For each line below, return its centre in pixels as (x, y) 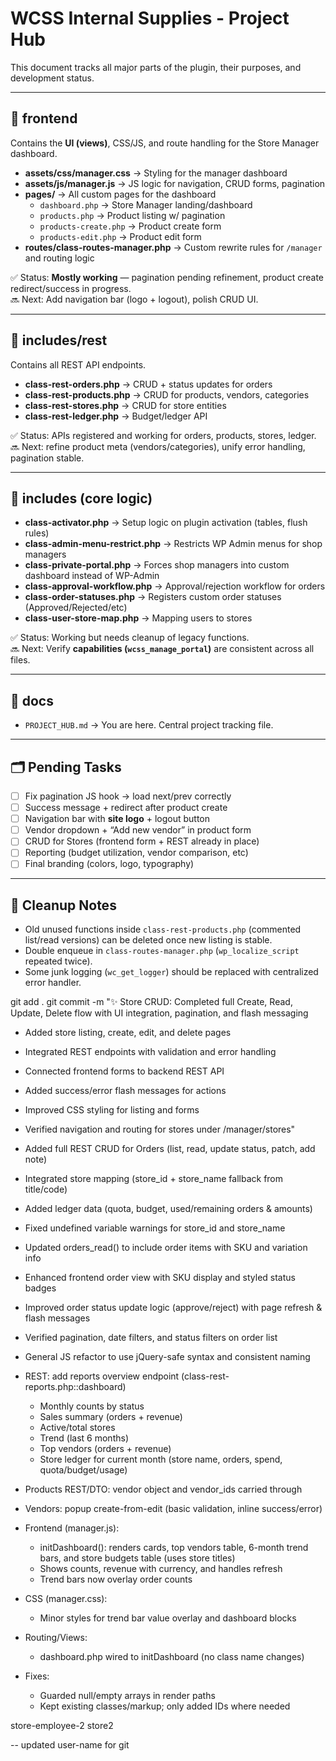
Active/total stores (77, 1428)
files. (20, 660)
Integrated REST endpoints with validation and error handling (150, 1052)
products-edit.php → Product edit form (120, 236)
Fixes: (37, 1676)
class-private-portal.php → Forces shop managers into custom (157, 565)
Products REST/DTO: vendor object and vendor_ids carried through (163, 1489)
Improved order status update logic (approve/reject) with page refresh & (173, 1308)
